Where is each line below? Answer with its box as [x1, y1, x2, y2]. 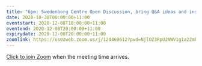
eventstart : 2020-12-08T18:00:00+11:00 [6, 20, 106, 26]
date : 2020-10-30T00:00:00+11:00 [6, 14, 90, 20]
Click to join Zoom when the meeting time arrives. [6, 53, 129, 60]
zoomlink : [6, 37, 31, 43]
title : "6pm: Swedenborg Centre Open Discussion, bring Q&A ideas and [6, 8, 187, 15]
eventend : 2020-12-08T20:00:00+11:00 [6, 25, 101, 32]
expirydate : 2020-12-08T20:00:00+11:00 [6, 31, 106, 37]
